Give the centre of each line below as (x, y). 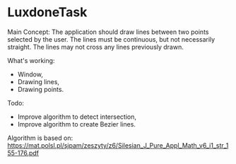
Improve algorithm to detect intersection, (77, 117)
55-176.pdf (23, 153)
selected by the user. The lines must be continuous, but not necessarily (111, 39)
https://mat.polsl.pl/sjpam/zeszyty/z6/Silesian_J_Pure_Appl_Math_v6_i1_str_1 (118, 145)
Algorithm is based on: (40, 138)
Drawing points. (41, 89)
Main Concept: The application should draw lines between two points (108, 32)
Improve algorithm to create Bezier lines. (77, 124)
